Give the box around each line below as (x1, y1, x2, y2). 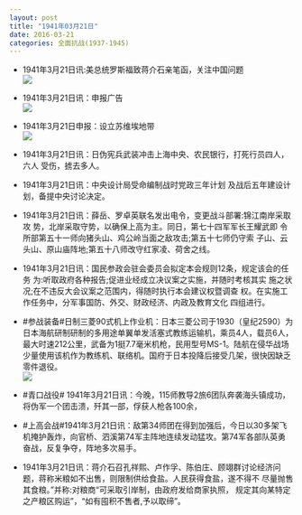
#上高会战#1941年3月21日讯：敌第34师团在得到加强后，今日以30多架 (22, 420, 279, 431)
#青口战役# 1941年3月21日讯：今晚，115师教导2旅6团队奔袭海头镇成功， (22, 389, 291, 400)
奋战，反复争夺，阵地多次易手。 (22, 443, 142, 454)
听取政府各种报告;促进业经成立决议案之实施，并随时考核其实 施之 (42, 275, 285, 286)
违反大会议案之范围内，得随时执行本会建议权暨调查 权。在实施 (49, 286, 280, 296)
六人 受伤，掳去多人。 (22, 160, 105, 172)
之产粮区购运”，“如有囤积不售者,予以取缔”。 (22, 496, 187, 507)
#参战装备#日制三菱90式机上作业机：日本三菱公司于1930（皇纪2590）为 (22, 316, 294, 327)
